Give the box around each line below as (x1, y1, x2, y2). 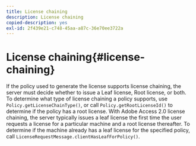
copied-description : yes (6, 20, 68, 25)
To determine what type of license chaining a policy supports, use (6, 95, 168, 102)
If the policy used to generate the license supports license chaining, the (6, 83, 181, 90)
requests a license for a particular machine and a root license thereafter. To (6, 121, 190, 128)
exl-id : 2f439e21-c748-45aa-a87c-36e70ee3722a (6, 25, 124, 31)
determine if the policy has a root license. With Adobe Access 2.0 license (6, 108, 185, 115)
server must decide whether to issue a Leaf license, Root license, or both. (6, 89, 186, 96)
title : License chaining (6, 8, 68, 15)
